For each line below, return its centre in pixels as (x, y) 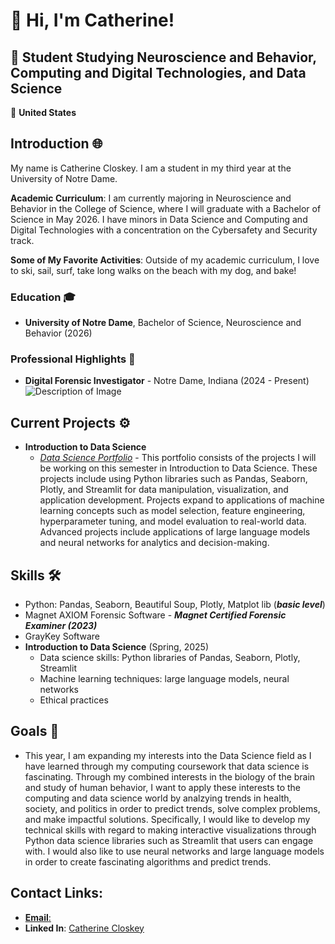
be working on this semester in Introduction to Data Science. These (178, 468)
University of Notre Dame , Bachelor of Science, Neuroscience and (163, 323)
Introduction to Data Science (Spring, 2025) (116, 647)
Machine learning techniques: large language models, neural (164, 679)
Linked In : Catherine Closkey (84, 928)
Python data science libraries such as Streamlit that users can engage (169, 840)
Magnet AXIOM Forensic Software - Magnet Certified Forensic (155, 615)
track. (22, 240)
